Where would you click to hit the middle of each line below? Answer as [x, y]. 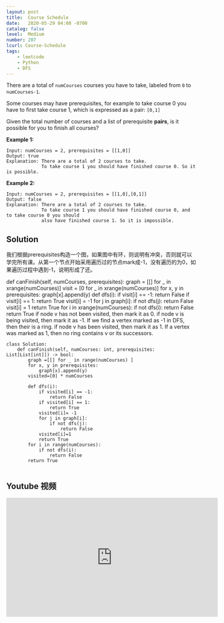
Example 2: [21, 183]
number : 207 [21, 40]
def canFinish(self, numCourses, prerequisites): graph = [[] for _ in [88, 282]
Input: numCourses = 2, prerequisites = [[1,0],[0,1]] [77, 194]
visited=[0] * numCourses [61, 376]
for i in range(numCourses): [65, 445]
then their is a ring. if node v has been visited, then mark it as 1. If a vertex [98, 327]
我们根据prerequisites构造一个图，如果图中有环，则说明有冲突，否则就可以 [99, 255]
